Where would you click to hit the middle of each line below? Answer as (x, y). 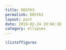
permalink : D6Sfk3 (24, 15)
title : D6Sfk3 (20, 10)
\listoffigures (21, 43)
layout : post (19, 19)
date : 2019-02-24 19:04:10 (33, 24)
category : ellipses (25, 29)
